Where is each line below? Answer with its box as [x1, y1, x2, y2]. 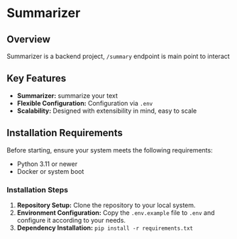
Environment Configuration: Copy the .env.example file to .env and [16, 208, 215, 217]
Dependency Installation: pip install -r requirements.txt [16, 223, 194, 232]
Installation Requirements [6, 127, 123, 139]
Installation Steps [6, 184, 69, 194]
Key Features [6, 72, 67, 84]
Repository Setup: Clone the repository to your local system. [16, 201, 196, 209]
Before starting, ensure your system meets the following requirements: [6, 145, 214, 154]
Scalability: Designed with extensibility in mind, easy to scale [16, 106, 197, 115]
